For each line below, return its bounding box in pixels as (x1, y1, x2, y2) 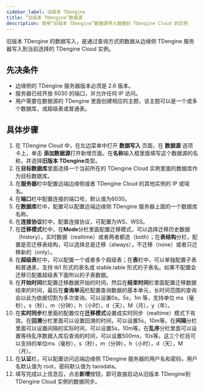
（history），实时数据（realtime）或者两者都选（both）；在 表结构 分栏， (15, 233, 193, 241)
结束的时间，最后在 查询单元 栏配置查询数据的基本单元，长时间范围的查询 (15, 287, 197, 294)
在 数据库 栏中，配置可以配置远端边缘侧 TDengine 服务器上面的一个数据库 (15, 203, 198, 210)
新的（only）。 (20, 248, 56, 256)
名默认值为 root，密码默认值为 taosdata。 (15, 363, 120, 370)
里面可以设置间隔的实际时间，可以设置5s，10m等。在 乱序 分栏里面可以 (15, 325, 192, 332)
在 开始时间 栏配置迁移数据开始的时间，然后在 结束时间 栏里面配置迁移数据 (15, 279, 197, 286)
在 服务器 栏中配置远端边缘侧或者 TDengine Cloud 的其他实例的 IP (15, 180, 178, 187)
